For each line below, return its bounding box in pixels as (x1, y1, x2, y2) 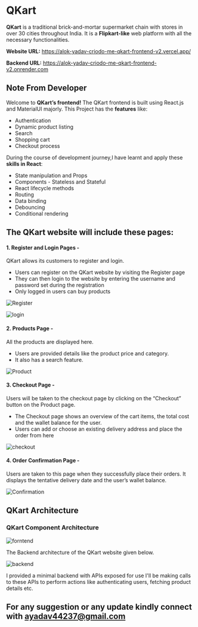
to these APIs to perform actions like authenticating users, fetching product (6, 578, 191, 585)
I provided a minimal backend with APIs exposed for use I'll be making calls (6, 572, 191, 579)
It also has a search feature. (14, 356, 83, 363)
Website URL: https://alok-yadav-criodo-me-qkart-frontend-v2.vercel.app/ (6, 47, 191, 54)
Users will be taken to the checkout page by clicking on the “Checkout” (6, 394, 181, 401)
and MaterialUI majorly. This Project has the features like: (6, 105, 148, 112)
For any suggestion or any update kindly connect (6, 602, 192, 612)
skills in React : (6, 160, 43, 168)
